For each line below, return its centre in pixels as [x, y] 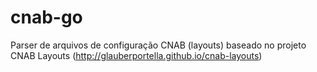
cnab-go [46, 17]
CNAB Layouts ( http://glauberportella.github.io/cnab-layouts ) [136, 55]
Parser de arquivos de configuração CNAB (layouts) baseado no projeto [158, 45]
